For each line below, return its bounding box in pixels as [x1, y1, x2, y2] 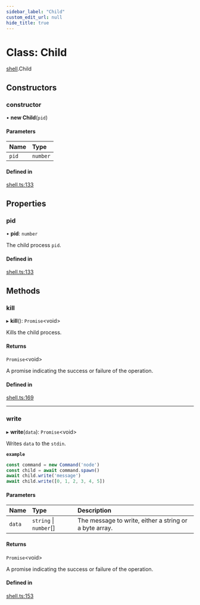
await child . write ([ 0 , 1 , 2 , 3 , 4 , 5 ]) [6, 479, 105, 484]
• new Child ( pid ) [6, 114, 48, 121]
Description [77, 507, 112, 515]
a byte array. [77, 524, 113, 532]
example [6, 451, 26, 457]
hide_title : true [6, 20, 49, 26]
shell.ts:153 [6, 592, 34, 600]
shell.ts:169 [6, 394, 34, 402]
